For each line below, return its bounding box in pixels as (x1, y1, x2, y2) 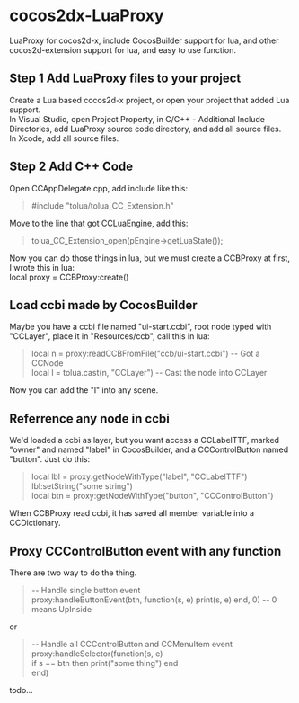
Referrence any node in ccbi (9, 411, 171, 426)
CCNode (31, 358, 64, 369)
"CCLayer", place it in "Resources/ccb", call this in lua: (9, 331, 210, 342)
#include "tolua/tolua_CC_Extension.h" (31, 200, 175, 211)
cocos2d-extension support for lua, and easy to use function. (9, 44, 236, 55)
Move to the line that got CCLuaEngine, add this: (9, 218, 189, 228)
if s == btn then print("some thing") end (31, 658, 179, 668)
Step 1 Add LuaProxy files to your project (9, 71, 242, 86)
